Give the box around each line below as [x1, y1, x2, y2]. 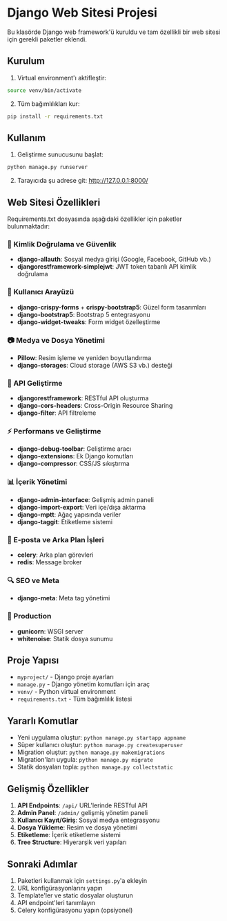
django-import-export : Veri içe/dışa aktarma [17, 503, 146, 511]
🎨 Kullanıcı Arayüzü [7, 287, 75, 297]
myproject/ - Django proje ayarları [17, 673, 114, 681]
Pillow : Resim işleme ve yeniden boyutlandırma [17, 353, 152, 361]
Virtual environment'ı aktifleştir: [17, 73, 107, 82]
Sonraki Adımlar [7, 858, 78, 870]
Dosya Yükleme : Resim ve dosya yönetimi [17, 823, 138, 832]
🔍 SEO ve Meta [7, 576, 60, 585]
